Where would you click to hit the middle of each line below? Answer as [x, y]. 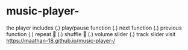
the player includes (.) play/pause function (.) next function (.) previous [94, 28]
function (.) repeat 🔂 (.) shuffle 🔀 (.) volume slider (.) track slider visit [91, 34]
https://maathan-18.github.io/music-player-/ [61, 40]
